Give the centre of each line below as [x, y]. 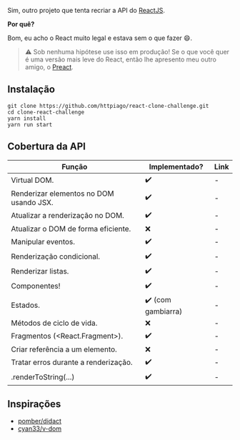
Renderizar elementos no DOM [62, 194]
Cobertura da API [46, 147]
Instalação [31, 90]
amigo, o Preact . [49, 67]
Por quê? [21, 24]
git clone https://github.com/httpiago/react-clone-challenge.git [108, 106]
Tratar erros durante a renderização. [72, 362]
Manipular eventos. [43, 242]
